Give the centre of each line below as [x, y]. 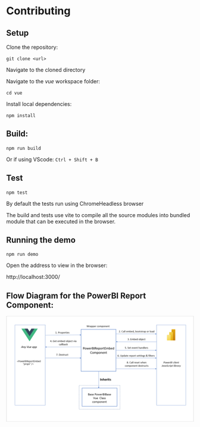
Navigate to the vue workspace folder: [53, 81]
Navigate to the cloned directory [46, 70]
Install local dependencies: [39, 104]
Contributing [38, 11]
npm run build [24, 148]
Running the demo [41, 240]
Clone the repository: [32, 47]
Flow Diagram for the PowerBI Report [76, 296]
